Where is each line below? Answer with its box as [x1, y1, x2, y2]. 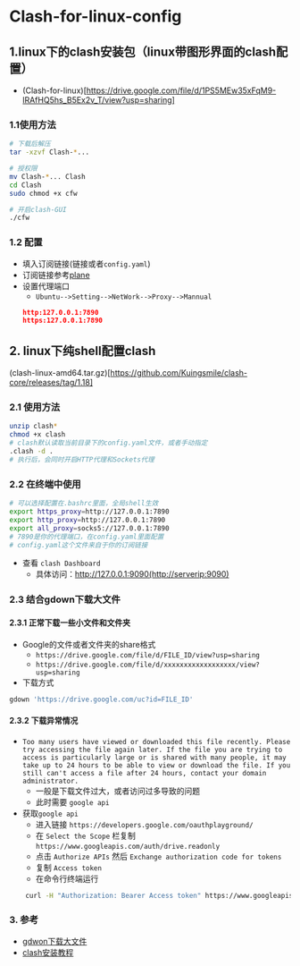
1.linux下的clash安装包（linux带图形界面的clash [9, 44, 277, 59]
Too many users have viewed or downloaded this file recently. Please [21, 737, 291, 746]
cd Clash [9, 181, 42, 190]
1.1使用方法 [9, 118, 56, 131]
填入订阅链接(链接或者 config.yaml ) [21, 258, 151, 269]
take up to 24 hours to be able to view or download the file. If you [21, 760, 291, 770]
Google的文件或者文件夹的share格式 [21, 639, 156, 649]
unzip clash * [9, 422, 58, 431]
